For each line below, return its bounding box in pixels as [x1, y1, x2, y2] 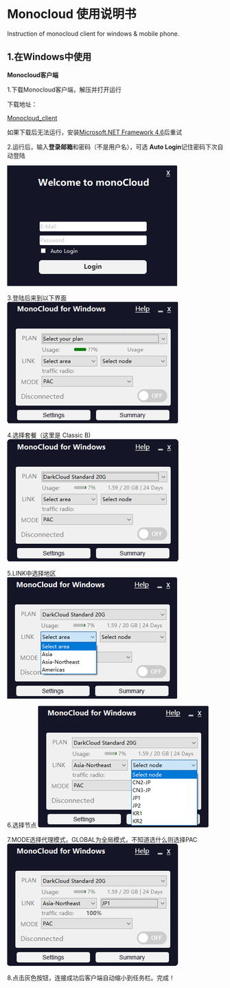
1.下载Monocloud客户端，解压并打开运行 [7, 85, 122, 94]
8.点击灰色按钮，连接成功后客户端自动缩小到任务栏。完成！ [7, 974, 175, 982]
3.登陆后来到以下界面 [7, 293, 67, 302]
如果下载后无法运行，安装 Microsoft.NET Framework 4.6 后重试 [7, 128, 183, 136]
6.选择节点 [7, 821, 37, 829]
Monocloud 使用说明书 [7, 6, 137, 22]
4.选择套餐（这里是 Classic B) [7, 431, 91, 439]
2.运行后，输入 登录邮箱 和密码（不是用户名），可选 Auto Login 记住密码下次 [7, 143, 218, 151]
